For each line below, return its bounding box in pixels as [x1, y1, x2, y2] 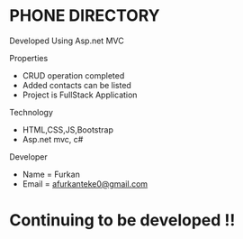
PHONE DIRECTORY [9, 5, 160, 26]
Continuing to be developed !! [9, 210, 236, 231]
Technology [9, 106, 54, 117]
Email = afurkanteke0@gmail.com [22, 178, 148, 189]
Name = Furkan [22, 169, 81, 179]
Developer [9, 151, 48, 162]
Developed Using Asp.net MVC [9, 35, 124, 46]
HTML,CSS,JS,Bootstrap [22, 124, 114, 135]
